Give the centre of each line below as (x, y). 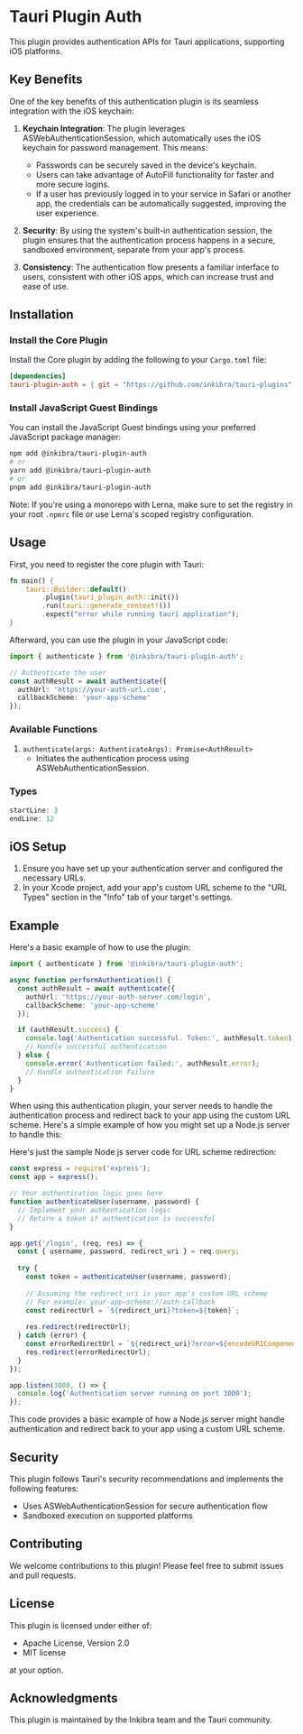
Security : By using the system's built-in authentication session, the (147, 230)
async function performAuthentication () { (90, 981)
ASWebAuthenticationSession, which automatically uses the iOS (142, 138)
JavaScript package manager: (65, 437)
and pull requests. (43, 1575)
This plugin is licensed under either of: (81, 1625)
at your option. (37, 1670)
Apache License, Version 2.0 (76, 1643)
